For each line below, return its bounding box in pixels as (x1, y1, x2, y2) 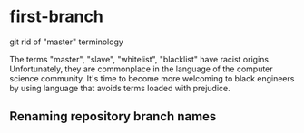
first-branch (9, 6, 104, 27)
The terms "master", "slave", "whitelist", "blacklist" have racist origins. (9, 53, 271, 64)
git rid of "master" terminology (9, 36, 124, 47)
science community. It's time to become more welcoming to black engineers (9, 72, 295, 83)
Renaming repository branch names (9, 109, 217, 124)
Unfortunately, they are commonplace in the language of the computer (9, 63, 274, 74)
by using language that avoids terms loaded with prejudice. (9, 82, 231, 93)
